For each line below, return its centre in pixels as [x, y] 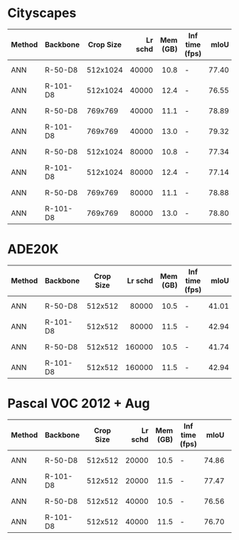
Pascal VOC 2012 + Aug [79, 404]
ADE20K [33, 249]
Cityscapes [42, 13]
